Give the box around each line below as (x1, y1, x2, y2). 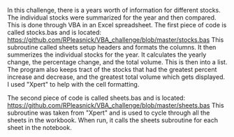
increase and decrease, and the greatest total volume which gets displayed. (7, 73, 226, 81)
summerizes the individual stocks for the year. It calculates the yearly (7, 50, 207, 59)
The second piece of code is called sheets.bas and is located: (7, 94, 186, 102)
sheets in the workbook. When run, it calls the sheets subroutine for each (7, 116, 219, 124)
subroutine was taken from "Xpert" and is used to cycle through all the (7, 108, 210, 117)
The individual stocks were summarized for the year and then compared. (7, 13, 217, 22)
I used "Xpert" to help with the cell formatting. (7, 80, 140, 88)
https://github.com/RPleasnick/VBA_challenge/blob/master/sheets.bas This (7, 101, 225, 109)
